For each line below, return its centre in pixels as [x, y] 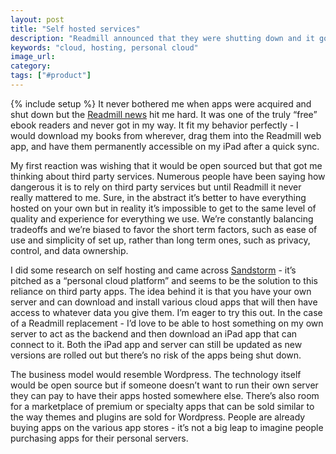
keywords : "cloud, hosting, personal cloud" [104, 47]
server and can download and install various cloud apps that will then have [164, 302]
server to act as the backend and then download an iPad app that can [154, 333]
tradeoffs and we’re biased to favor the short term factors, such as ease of [164, 229]
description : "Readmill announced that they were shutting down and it [162, 38]
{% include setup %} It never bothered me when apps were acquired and [161, 103]
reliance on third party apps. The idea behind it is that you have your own [161, 291]
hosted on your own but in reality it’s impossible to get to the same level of [163, 208]
